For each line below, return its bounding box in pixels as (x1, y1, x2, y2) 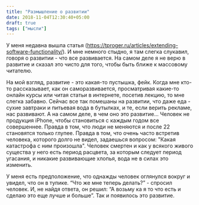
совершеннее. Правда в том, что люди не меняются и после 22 (6, 123, 170, 130)
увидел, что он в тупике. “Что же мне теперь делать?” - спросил (6, 179, 173, 186)
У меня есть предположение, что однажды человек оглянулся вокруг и (6, 173, 191, 180)
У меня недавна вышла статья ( (6, 42, 88, 49)
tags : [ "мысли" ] (6, 25, 47, 32)
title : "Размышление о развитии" (6, 8, 90, 15)
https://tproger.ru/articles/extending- (86, 42, 179, 49)
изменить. (6, 161, 33, 169)
